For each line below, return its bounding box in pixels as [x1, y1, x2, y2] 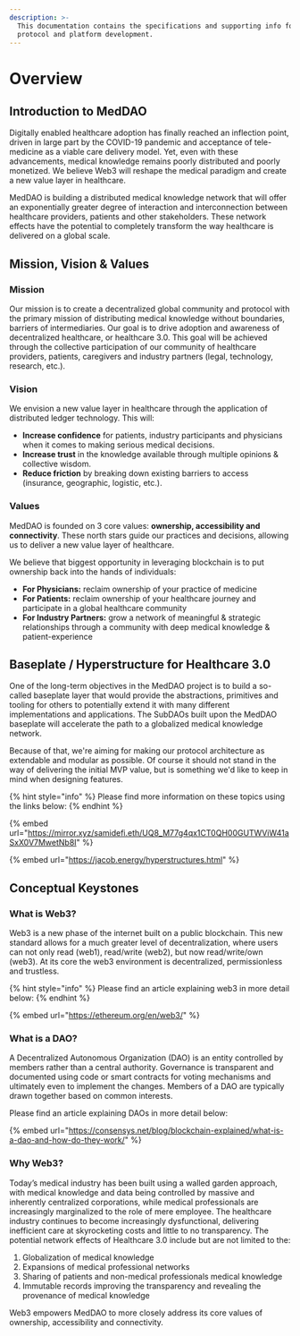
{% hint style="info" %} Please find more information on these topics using [9, 791, 286, 802]
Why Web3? [9, 1157, 64, 1170]
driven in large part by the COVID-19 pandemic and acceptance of [9, 137, 253, 148]
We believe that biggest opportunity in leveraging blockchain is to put [9, 557, 265, 567]
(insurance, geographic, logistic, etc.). [21, 478, 162, 489]
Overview [9, 68, 83, 89]
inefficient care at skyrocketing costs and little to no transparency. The [9, 1225, 270, 1236]
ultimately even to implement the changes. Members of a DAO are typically [9, 1081, 285, 1092]
